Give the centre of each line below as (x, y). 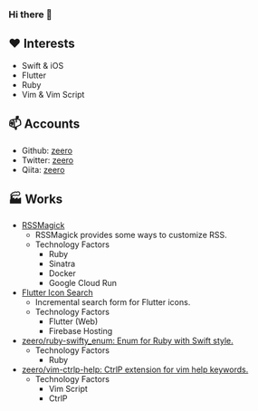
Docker (62, 273)
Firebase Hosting (81, 331)
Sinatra (62, 264)
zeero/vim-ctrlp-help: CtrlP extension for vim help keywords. (135, 369)
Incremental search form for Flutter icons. (113, 302)
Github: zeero (47, 150)
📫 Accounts (44, 124)
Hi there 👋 (31, 14)
